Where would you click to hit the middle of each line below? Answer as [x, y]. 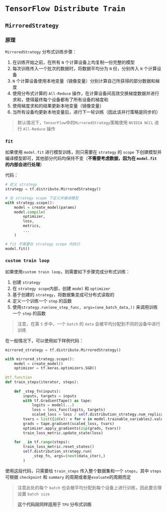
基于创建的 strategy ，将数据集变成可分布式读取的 [63, 294]
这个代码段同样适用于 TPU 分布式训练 [54, 504]
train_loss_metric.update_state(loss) [63, 433]
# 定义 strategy [21, 185]
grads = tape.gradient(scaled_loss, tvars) [69, 424]
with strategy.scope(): [30, 203]
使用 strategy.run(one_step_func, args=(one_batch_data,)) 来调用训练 [85, 307]
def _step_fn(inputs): [38, 391]
